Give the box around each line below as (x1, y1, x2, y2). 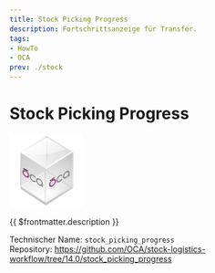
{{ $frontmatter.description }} (9, 215, 120, 227)
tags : (9, 34, 30, 43)
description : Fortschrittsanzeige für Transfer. (9, 24, 198, 34)
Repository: (9, 243, 53, 255)
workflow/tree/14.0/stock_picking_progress (9, 253, 172, 264)
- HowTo (9, 44, 39, 53)
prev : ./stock (9, 63, 64, 72)
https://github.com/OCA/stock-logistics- (54, 243, 207, 255)
